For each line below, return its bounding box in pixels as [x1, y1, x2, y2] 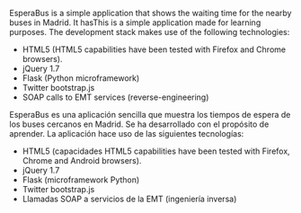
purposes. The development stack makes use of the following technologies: [9, 27, 290, 37]
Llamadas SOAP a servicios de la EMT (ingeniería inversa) [22, 193, 237, 204]
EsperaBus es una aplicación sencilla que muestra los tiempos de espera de [9, 110, 291, 120]
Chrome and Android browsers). [22, 155, 142, 165]
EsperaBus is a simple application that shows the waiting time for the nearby [9, 8, 292, 18]
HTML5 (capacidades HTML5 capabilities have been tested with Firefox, [22, 146, 290, 156]
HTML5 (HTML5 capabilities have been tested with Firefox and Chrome [22, 44, 286, 55]
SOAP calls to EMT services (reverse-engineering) [22, 92, 209, 102]
